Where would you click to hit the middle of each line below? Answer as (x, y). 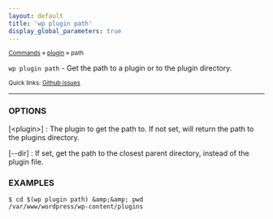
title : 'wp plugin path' (50, 24)
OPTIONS (28, 111)
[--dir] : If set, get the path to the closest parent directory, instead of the (129, 153)
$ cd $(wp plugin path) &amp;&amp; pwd (76, 200)
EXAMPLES (31, 182)
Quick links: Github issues (45, 83)
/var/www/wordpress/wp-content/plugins (76, 206)
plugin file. (26, 161)
